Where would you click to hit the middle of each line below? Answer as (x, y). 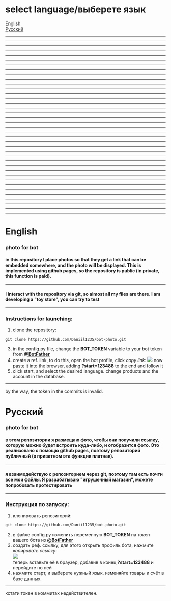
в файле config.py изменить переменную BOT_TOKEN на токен (81, 534)
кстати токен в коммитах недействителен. (51, 593)
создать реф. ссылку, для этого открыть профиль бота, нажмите (83, 545)
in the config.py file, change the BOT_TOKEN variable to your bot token (87, 349)
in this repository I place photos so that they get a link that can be (76, 259)
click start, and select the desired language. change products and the (85, 371)
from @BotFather (31, 354)
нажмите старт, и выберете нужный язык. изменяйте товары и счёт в (88, 573)
